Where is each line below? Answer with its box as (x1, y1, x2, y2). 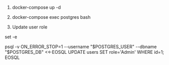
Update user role (12, 24, 48, 30)
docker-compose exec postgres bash (12, 14, 91, 20)
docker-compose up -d (12, 5, 61, 10)
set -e (5, 34, 17, 40)
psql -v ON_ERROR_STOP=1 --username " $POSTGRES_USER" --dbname (5, 44, 157, 50)
